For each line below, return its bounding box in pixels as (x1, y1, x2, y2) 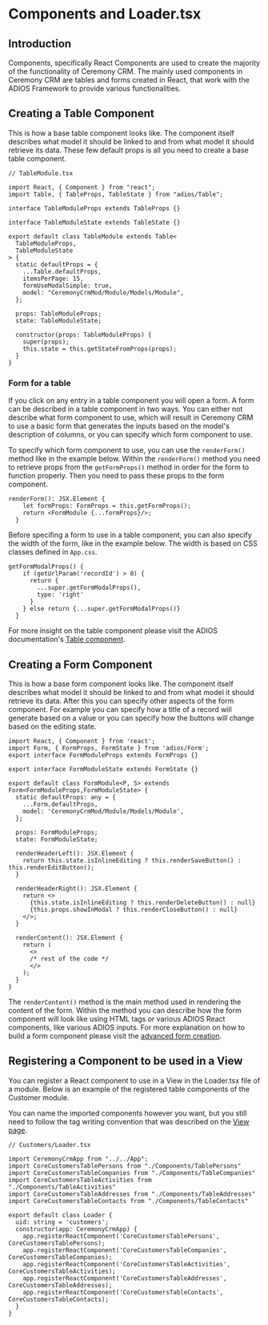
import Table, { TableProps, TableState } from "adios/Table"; (8, 190, 224, 198)
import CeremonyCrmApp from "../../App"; (8, 1155, 149, 1163)
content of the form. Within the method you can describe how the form (8, 1005, 242, 1015)
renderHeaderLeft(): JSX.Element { (15, 849, 134, 857)
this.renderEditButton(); (8, 864, 94, 872)
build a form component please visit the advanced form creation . (8, 1030, 222, 1040)
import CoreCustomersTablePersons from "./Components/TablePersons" (8, 1161, 242, 1170)
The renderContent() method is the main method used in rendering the (8, 997, 242, 1006)
